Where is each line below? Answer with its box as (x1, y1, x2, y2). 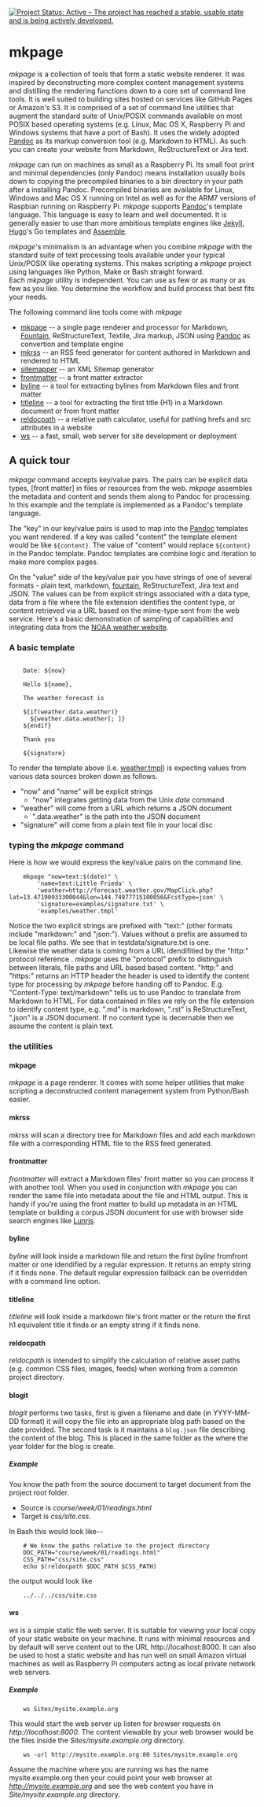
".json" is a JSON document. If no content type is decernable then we (9, 1013, 234, 1023)
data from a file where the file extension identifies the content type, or (9, 597, 236, 607)
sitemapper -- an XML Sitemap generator (20, 364, 154, 374)
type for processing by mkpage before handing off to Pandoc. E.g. (9, 979, 224, 989)
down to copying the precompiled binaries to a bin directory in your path (9, 176, 244, 186)
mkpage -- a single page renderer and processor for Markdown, (20, 323, 229, 332)
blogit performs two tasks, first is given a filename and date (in (9, 1408, 211, 1418)
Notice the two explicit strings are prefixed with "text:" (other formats (9, 921, 233, 931)
